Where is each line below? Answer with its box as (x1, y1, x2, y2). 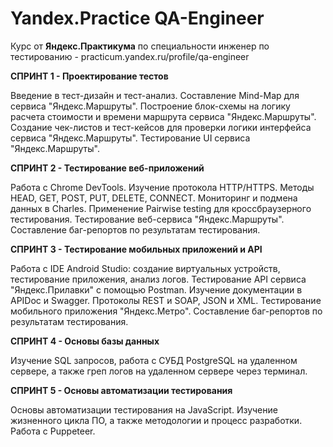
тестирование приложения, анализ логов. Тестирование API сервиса (10, 273, 307, 285)
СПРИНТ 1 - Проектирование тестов (10, 70, 169, 82)
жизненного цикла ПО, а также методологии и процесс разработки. (10, 414, 303, 426)
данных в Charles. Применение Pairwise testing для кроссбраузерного (10, 202, 312, 214)
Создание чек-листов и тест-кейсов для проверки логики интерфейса (10, 121, 312, 133)
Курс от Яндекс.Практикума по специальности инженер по (10, 40, 270, 52)
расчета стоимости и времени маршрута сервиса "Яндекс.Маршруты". (10, 110, 317, 122)
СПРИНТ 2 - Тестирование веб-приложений (10, 162, 205, 174)
